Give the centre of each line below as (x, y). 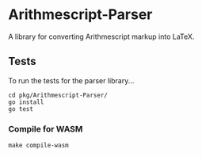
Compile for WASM (46, 128)
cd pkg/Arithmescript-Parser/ (58, 95)
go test (21, 109)
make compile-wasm (38, 146)
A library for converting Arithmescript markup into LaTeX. (101, 36)
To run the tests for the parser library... (71, 80)
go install (26, 102)
